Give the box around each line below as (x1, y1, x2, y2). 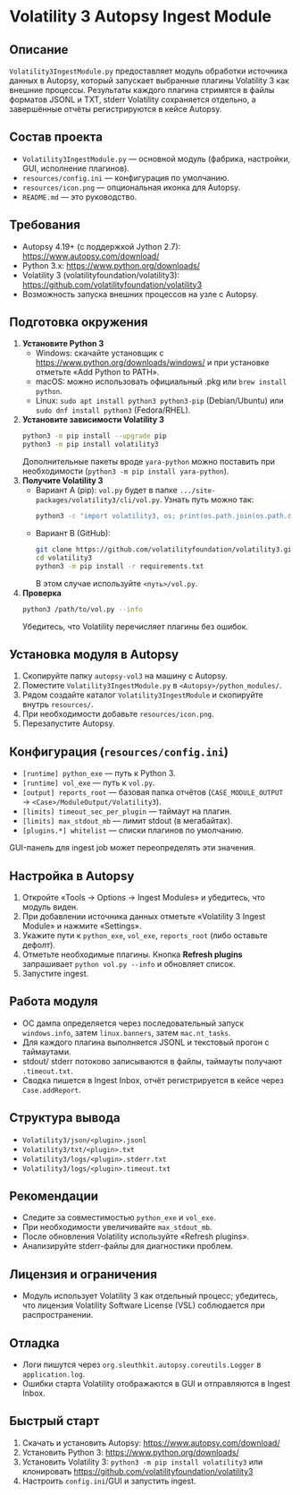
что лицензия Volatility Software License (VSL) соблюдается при (21, 1300, 265, 1311)
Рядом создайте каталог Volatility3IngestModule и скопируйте (21, 689, 263, 700)
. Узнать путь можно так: (159, 494, 254, 505)
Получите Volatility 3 (21, 475, 104, 486)
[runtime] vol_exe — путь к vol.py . (21, 777, 155, 789)
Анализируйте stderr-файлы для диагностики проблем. (21, 1241, 234, 1252)
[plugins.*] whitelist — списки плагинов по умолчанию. (21, 825, 244, 836)
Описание (9, 42, 69, 57)
